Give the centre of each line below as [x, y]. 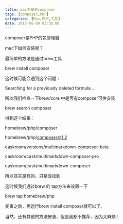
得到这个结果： [20, 118]
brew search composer [28, 108]
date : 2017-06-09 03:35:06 [32, 23]
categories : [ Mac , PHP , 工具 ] [33, 19]
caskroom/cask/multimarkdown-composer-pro [52, 157]
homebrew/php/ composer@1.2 [36, 137]
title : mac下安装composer [30, 10]
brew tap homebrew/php [30, 196]
